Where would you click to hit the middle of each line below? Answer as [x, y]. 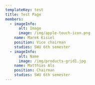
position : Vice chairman [40, 42]
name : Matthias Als [34, 65]
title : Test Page [23, 14]
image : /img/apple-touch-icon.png [54, 33]
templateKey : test [24, 10]
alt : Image [30, 28]
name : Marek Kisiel [34, 38]
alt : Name [28, 56]
